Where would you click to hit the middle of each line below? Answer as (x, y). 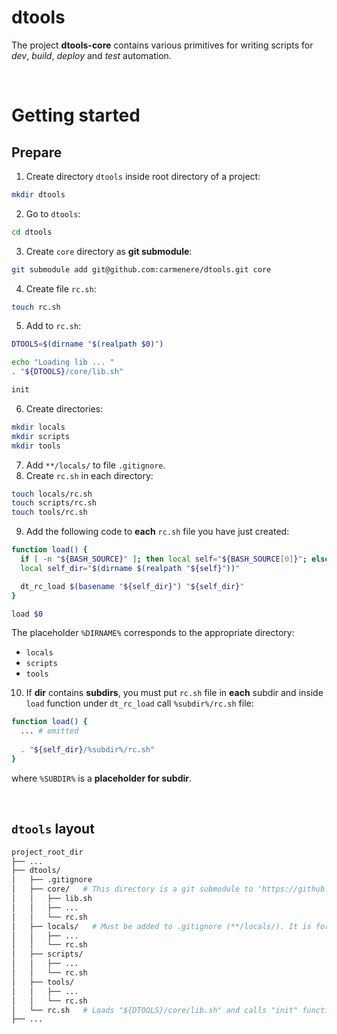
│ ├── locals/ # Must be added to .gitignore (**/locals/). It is (161, 926)
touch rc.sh (36, 307)
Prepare (37, 152)
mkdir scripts (41, 436)
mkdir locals (38, 427)
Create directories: (64, 408)
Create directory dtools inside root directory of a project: (143, 176)
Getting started (76, 115)
